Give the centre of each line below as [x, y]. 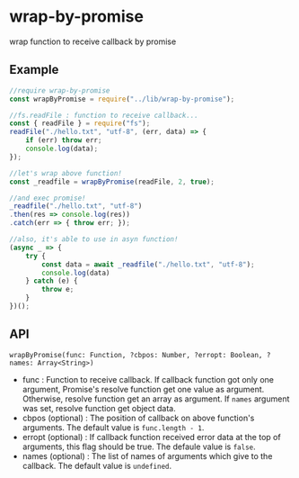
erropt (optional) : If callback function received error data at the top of [151, 437]
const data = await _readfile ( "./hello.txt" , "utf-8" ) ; [148, 264]
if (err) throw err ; [64, 140]
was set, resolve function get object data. [99, 408]
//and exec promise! [48, 198]
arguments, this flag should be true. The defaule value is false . [139, 446]
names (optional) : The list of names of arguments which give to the [147, 455]
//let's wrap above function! [66, 173]
